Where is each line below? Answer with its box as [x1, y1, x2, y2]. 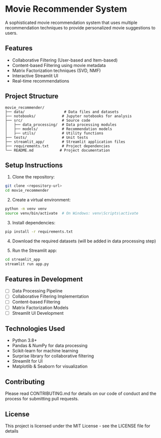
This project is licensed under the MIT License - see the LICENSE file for [5, 423, 150, 429]
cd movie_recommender [5, 188, 49, 193]
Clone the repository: [12, 174, 55, 180]
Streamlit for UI [12, 358, 43, 364]
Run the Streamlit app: [12, 247, 57, 253]
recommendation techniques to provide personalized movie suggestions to [5, 24, 156, 30]
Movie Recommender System [5, 3, 127, 15]
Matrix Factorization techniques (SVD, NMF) [12, 67, 101, 73]
